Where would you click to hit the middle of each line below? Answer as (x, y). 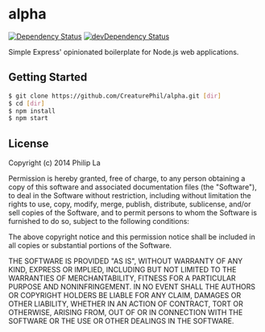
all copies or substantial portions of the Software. (90, 246)
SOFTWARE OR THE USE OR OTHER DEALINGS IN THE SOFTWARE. (121, 321)
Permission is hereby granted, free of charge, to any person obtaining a (127, 179)
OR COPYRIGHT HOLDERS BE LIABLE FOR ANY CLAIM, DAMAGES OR (125, 296)
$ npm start (28, 118)
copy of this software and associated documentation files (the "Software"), (133, 187)
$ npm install (32, 111)
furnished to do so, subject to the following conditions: (99, 222)
